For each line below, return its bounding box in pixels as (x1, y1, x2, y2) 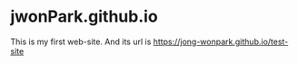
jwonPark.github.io (10, 6, 158, 27)
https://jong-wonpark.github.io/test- (153, 36, 289, 47)
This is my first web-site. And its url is (10, 36, 152, 47)
